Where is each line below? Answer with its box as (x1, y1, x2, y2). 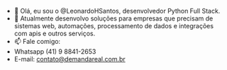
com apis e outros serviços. (13, 29, 96, 37)
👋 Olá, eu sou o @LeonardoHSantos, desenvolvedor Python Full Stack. (13, 7, 221, 15)
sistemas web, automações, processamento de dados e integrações (13, 22, 214, 30)
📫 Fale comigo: (13, 37, 61, 45)
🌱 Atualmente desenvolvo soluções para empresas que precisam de (13, 14, 214, 23)
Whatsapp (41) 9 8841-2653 (13, 47, 96, 56)
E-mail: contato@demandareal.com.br (13, 55, 126, 63)
